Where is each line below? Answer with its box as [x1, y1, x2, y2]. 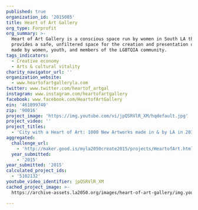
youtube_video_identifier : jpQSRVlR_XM [6, 179, 104, 185]
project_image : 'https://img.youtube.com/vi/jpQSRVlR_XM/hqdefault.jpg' [6, 113, 189, 119]
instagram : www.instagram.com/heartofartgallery [6, 91, 128, 97]
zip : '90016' [6, 107, 38, 113]
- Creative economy [11, 58, 60, 64]
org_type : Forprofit [6, 25, 57, 31]
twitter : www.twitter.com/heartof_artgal [6, 86, 110, 91]
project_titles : [6, 124, 46, 130]
